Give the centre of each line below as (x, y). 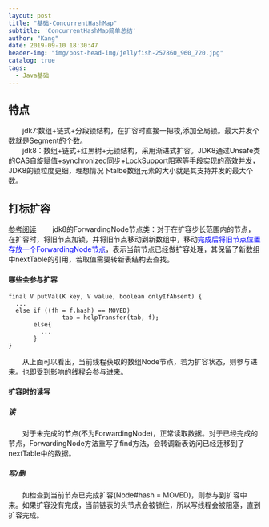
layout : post (30, 16)
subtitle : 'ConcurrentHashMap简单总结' (72, 30)
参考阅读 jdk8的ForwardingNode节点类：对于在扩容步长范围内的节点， (132, 229)
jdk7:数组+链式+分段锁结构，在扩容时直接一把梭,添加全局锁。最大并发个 (141, 131)
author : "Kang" (34, 38)
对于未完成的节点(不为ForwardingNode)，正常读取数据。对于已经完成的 (141, 433)
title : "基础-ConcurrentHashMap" (63, 23)
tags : (17, 68)
